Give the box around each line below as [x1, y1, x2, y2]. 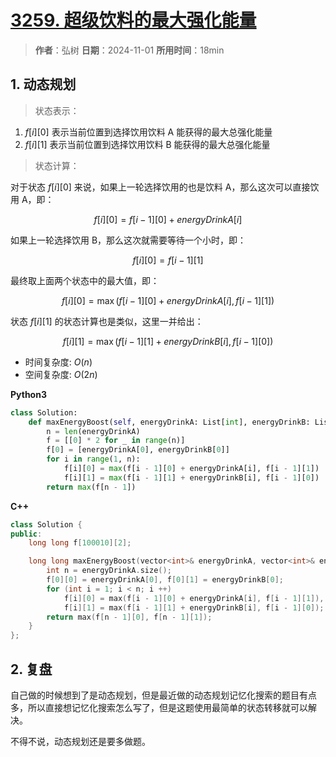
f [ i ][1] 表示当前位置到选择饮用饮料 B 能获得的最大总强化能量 [24, 138, 271, 150]
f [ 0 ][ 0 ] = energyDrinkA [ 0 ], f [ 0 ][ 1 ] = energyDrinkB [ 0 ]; [46, 575, 284, 585]
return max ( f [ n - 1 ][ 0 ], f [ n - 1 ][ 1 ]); [46, 612, 213, 622]
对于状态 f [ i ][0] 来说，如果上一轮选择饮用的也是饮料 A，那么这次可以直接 [10, 181, 311, 193]
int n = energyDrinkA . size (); [46, 566, 172, 576]
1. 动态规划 [10, 76, 77, 93]
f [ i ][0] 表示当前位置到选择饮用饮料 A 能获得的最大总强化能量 [24, 126, 273, 138]
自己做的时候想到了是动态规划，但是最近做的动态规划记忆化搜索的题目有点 [10, 689, 317, 701]
